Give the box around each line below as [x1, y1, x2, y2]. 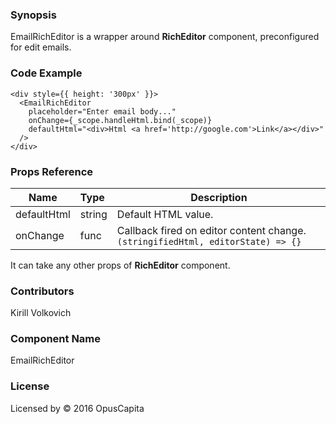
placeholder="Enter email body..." [28, 106, 177, 117]
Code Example [10, 66, 83, 80]
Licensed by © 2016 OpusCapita [10, 402, 145, 414]
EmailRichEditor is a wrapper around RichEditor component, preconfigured [10, 31, 320, 43]
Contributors [10, 284, 75, 298]
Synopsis [10, 8, 57, 22]
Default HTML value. [116, 207, 214, 221]
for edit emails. [10, 41, 72, 53]
